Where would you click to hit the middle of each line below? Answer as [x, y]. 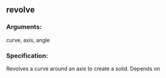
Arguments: [24, 27]
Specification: [27, 55]
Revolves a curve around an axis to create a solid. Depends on [83, 68]
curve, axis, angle [28, 40]
